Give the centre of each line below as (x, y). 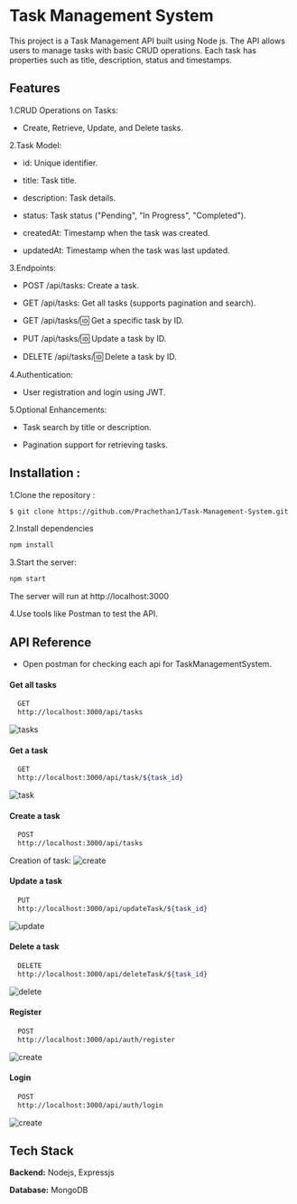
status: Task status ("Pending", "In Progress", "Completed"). (134, 215)
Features (35, 88)
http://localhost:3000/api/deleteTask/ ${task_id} (112, 974)
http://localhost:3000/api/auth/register (97, 1039)
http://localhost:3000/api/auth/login (91, 1105)
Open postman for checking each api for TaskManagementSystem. (147, 664)
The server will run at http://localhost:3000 (89, 597)
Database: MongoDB (49, 1190)
